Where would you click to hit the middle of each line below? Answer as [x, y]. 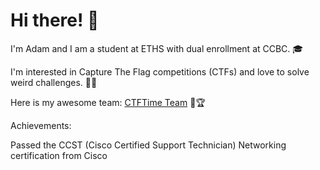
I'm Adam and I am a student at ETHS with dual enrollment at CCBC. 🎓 [157, 48]
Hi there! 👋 [55, 20]
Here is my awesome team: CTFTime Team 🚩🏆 [108, 102]
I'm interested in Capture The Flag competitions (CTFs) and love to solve [160, 71]
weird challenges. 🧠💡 [54, 82]
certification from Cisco [59, 155]
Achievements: [41, 125]
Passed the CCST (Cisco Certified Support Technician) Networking [148, 145]
